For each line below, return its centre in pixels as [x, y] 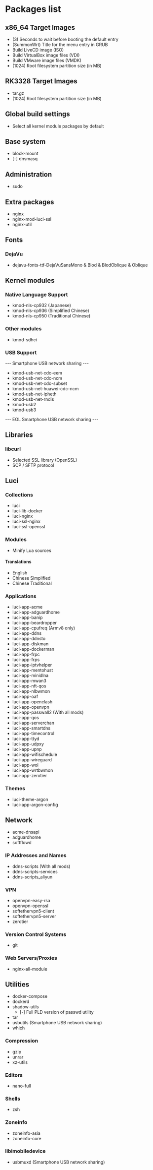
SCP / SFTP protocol [33, 465]
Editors [14, 1075]
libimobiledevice [25, 1151]
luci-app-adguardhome [36, 612]
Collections [19, 495]
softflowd [22, 843]
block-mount [25, 154]
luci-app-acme [27, 607]
